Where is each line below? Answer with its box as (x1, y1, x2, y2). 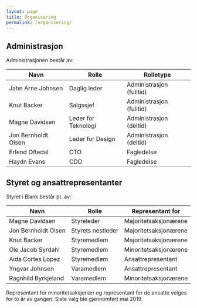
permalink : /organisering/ (6, 19, 72, 25)
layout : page (6, 8, 38, 15)
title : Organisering (6, 14, 57, 20)
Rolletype (143, 71, 171, 79)
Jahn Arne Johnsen (9, 84, 63, 93)
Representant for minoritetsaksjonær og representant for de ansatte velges (6, 289, 187, 296)
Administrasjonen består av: (6, 57, 74, 64)
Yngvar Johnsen (9, 265, 55, 273)
